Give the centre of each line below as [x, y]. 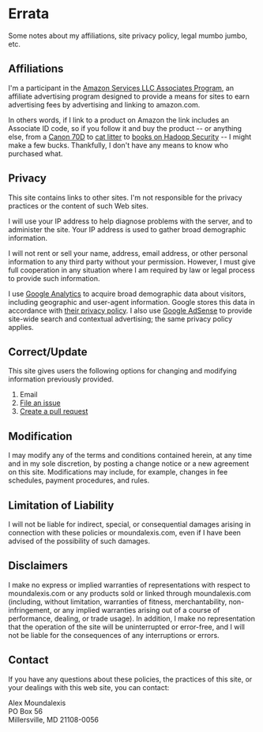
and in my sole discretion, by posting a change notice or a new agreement [129, 464]
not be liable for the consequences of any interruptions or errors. [114, 635]
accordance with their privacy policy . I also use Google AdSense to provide [130, 310]
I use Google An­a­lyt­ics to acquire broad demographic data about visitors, [127, 294]
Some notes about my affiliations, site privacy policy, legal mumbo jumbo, [128, 36]
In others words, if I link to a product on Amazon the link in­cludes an [119, 120]
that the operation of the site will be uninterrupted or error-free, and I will [126, 627]
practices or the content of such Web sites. [78, 205]
